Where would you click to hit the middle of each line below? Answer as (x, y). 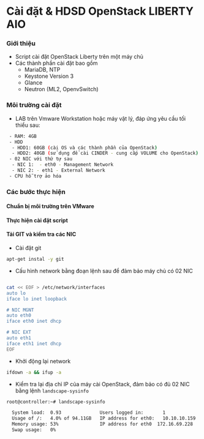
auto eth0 (19, 316)
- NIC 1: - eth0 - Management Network (63, 165)
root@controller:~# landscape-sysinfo (56, 402)
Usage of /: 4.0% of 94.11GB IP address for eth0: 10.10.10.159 (104, 418)
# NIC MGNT (20, 310)
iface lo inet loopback (37, 299)
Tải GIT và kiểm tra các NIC (41, 235)
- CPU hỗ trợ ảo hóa (35, 176)
